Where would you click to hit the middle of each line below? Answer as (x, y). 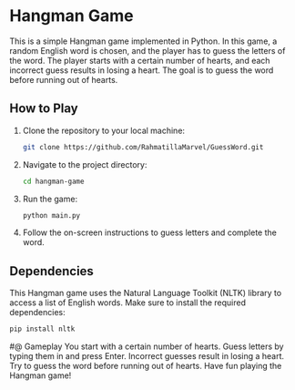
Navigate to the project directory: (85, 164)
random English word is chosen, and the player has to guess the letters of (147, 50)
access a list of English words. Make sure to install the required (127, 303)
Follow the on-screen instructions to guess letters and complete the (150, 232)
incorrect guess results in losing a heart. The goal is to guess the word (142, 70)
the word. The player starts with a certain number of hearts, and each (140, 60)
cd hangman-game (53, 181)
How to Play (44, 109)
